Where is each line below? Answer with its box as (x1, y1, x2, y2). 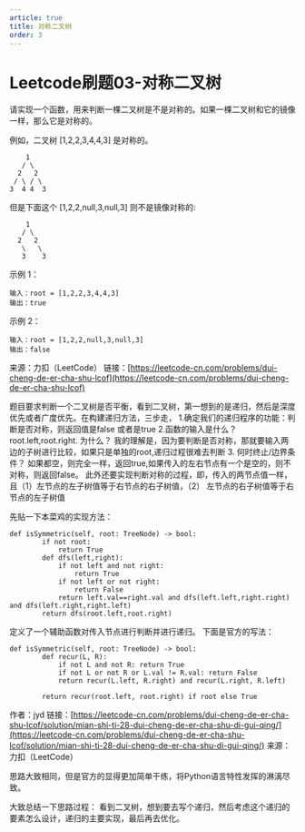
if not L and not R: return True (57, 661, 184, 670)
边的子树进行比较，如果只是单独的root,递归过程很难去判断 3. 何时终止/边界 (9, 447, 288, 458)
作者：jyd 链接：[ (9, 709, 74, 720)
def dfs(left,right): (42, 553, 124, 563)
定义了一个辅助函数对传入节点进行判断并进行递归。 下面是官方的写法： (9, 626, 274, 637)
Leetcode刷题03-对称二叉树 (9, 72, 222, 93)
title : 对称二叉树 (9, 22, 73, 31)
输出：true (9, 299, 47, 308)
